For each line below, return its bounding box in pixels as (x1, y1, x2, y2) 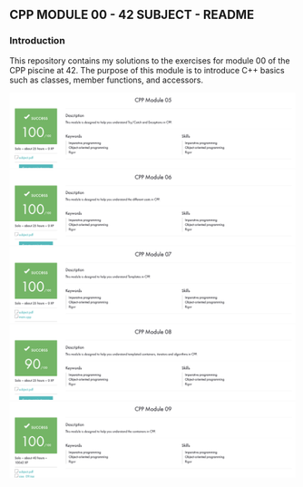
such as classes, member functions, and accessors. (9, 74, 204, 85)
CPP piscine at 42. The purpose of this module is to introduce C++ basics (9, 64, 285, 75)
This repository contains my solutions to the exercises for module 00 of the (9, 54, 290, 66)
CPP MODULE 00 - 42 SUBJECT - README (9, 7, 255, 23)
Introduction (9, 34, 65, 47)
